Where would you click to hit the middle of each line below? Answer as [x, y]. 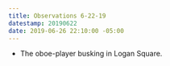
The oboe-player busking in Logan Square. [91, 54]
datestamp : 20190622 [43, 23]
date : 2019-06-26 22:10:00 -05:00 [66, 31]
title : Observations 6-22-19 [57, 16]
